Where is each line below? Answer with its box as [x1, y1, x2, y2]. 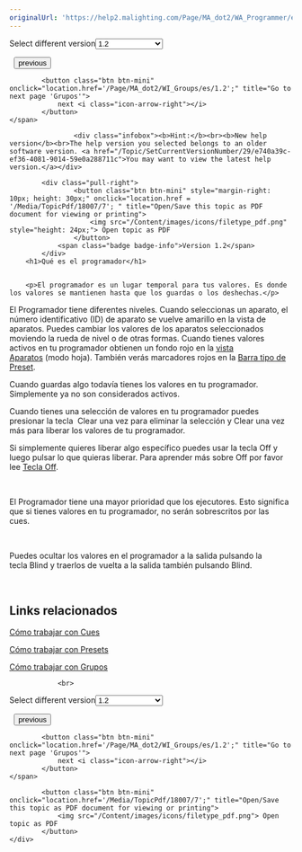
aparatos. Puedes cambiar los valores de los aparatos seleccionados [9, 323, 264, 333]
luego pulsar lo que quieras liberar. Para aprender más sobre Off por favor [9, 451, 284, 463]
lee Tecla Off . [9, 461, 58, 472]
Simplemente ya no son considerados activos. [9, 388, 181, 399]
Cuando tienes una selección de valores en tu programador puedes [9, 405, 259, 416]
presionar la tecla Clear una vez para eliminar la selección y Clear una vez [9, 415, 286, 426]
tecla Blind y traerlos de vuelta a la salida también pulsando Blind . [9, 559, 253, 571]
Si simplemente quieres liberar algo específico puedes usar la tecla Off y [9, 442, 279, 453]
